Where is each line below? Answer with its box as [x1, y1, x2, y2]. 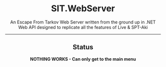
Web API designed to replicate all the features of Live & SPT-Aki [18, 24, 148, 30]
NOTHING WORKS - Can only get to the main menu [30, 56, 136, 62]
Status [72, 43, 94, 51]
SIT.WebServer [51, 3, 115, 14]
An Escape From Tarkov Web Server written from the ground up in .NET [10, 19, 156, 25]
